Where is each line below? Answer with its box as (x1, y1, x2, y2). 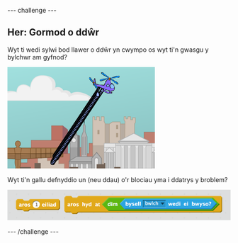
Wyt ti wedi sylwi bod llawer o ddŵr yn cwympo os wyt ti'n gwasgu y (7, 45, 209, 54)
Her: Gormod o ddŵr (7, 26, 100, 38)
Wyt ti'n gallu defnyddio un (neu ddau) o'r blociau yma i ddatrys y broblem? (7, 175, 228, 183)
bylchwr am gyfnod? (7, 52, 67, 61)
